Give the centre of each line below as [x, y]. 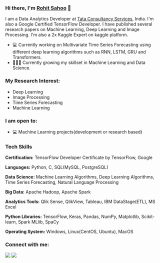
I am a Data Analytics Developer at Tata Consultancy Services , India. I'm [79, 19]
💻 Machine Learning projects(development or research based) [77, 131]
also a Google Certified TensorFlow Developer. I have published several [79, 24]
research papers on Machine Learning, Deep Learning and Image [72, 29]
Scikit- [148, 216]
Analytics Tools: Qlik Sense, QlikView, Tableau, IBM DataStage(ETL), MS [80, 201]
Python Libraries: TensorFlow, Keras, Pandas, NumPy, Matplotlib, [73, 216]
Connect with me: [27, 244]
